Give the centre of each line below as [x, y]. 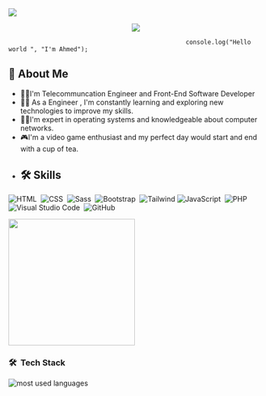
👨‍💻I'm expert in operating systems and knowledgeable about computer [139, 119]
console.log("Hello [218, 42]
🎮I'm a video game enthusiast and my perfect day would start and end [138, 137]
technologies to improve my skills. [76, 111]
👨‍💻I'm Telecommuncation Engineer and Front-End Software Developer [137, 93]
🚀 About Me [38, 74]
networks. [37, 128]
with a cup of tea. [49, 148]
